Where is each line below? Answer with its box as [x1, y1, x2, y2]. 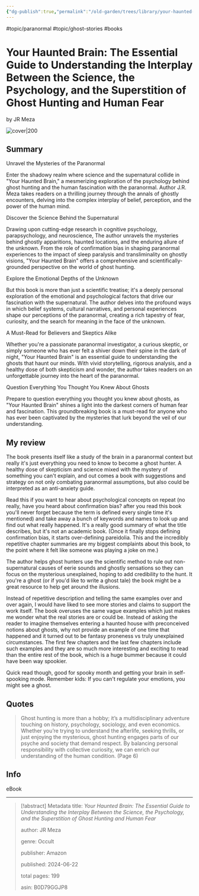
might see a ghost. [6, 682, 52, 689]
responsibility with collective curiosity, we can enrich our [20, 746, 160, 753]
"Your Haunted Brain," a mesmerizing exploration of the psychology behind [6, 178, 190, 185]
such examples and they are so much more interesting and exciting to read [6, 645, 188, 652]
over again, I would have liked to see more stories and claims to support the [6, 601, 191, 608]
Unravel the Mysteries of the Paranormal [6, 160, 105, 167]
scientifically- [149, 257, 183, 264]
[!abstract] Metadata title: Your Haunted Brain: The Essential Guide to [20, 802, 191, 809]
